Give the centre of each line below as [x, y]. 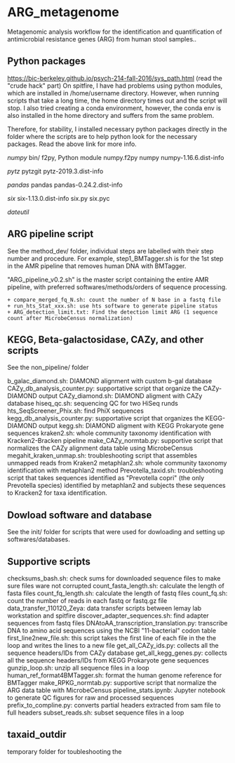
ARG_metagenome [63, 12]
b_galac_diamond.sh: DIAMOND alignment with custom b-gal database [110, 381]
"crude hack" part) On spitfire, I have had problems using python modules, [115, 86]
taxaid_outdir [37, 735]
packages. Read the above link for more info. [72, 144]
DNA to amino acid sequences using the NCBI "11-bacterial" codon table [112, 630]
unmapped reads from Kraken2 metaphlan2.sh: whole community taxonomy [117, 463]
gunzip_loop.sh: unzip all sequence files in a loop [78, 668]
